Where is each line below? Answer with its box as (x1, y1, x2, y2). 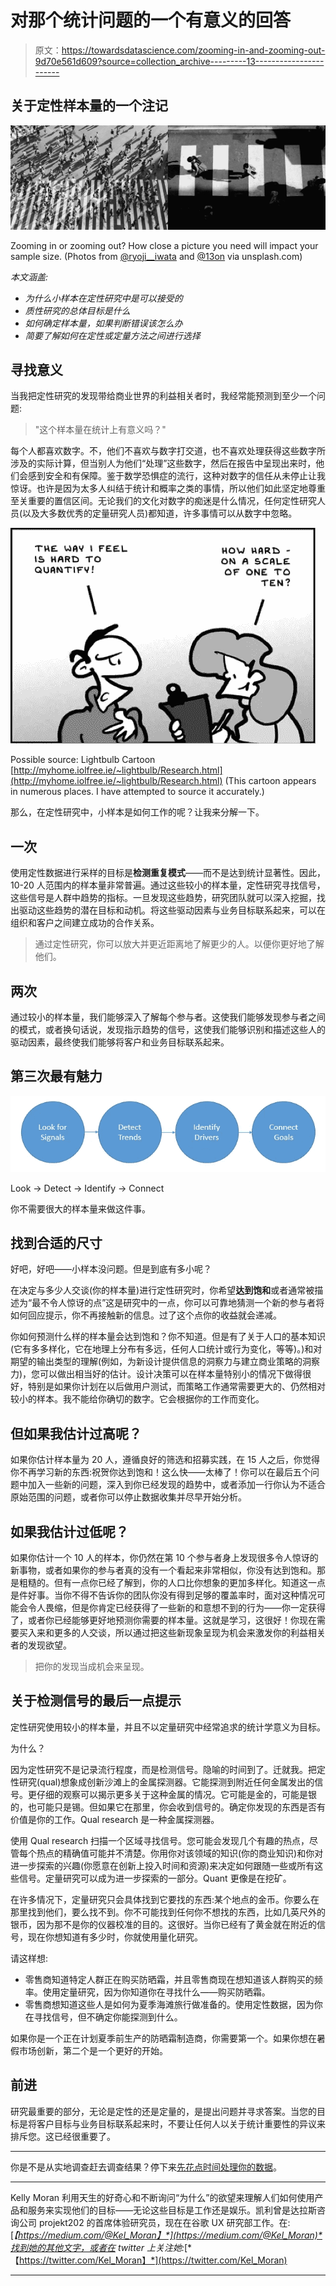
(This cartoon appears (224, 775, 317, 787)
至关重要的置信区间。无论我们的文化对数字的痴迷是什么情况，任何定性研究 (10, 495, 317, 507)
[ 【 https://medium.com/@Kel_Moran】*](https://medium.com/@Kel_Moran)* (10, 2229, 323, 2241)
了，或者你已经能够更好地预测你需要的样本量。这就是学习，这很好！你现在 (10, 1614, 317, 1626)
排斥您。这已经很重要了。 (10, 2130, 116, 2142)
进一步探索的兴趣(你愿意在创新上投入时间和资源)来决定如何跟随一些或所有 (10, 1859, 315, 1871)
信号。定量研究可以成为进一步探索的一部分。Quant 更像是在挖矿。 (18, 1872, 292, 1884)
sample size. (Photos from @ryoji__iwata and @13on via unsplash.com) (10, 250, 303, 262)
